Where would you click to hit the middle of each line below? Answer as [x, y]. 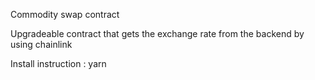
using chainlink [41, 44]
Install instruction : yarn [58, 63]
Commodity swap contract [65, 14]
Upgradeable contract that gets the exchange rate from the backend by [157, 33]
